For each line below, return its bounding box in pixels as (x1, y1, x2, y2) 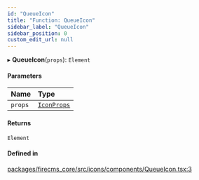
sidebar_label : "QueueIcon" (7, 23, 90, 30)
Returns (7, 118, 32, 127)
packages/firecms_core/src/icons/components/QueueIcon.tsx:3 (7, 165, 193, 173)
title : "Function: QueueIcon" (7, 17, 96, 24)
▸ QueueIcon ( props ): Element (7, 55, 91, 64)
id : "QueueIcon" (7, 10, 55, 18)
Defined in (7, 149, 39, 158)
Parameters (7, 71, 42, 80)
